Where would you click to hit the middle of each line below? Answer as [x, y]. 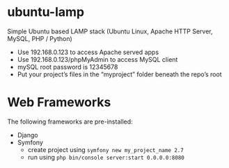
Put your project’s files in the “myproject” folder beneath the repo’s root [119, 74]
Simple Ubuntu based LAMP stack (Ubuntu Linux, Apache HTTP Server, [110, 31]
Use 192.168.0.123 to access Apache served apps [88, 52]
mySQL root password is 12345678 [68, 67]
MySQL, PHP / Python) [40, 38]
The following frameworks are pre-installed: [70, 121]
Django [27, 135]
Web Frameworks [59, 102]
